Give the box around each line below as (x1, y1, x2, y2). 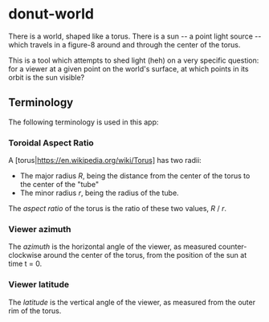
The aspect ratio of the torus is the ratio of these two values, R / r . (8, 204, 227, 214)
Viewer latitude (8, 279, 70, 290)
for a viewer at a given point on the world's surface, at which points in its (8, 63, 249, 73)
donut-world (8, 5, 95, 23)
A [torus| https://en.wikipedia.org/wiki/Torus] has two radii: (8, 156, 202, 165)
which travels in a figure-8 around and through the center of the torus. (8, 39, 241, 49)
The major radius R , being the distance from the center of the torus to (19, 171, 251, 181)
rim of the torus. (8, 306, 62, 316)
